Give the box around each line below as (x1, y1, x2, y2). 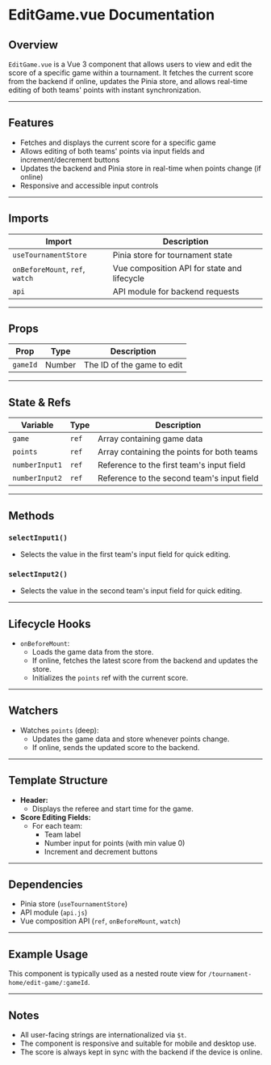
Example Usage (8, 947, 89, 961)
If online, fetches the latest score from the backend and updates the (31, 656, 258, 665)
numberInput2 (12, 473, 63, 483)
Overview (8, 38, 59, 52)
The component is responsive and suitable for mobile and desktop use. (19, 1038, 256, 1049)
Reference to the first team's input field (98, 460, 246, 471)
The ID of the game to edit (83, 359, 183, 371)
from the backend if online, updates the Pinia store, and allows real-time (8, 77, 248, 86)
